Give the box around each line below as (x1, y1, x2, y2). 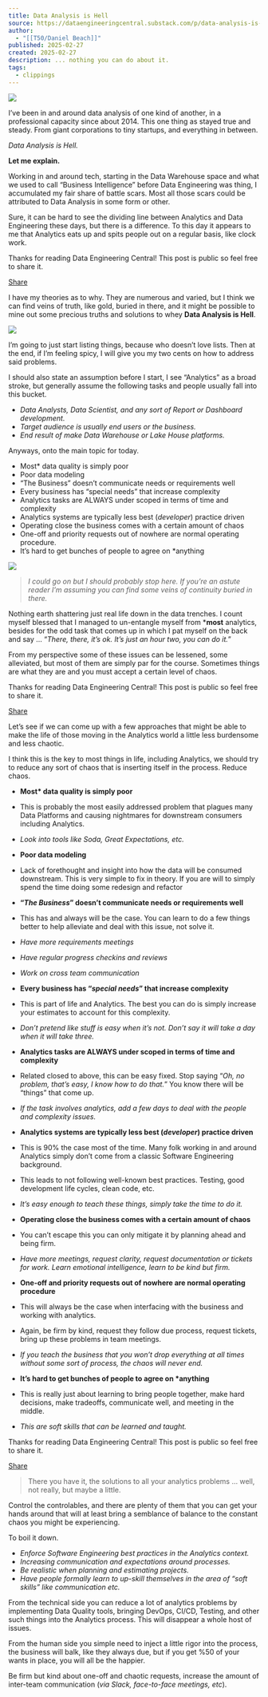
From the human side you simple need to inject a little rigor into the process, (8, 1638, 258, 1648)
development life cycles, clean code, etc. (19, 1183, 155, 1193)
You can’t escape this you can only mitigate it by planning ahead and (19, 1230, 246, 1240)
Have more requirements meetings (19, 937, 134, 947)
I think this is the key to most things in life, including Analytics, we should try (8, 754, 259, 763)
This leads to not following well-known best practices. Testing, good (19, 1175, 245, 1185)
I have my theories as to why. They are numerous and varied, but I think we (8, 292, 255, 302)
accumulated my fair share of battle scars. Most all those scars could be (8, 188, 246, 198)
